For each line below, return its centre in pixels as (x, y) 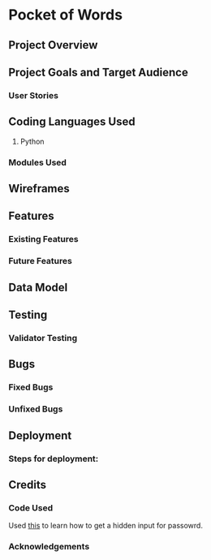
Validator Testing (43, 338)
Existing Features (43, 239)
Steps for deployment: (54, 459)
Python (32, 141)
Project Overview (53, 45)
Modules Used (38, 162)
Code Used (31, 507)
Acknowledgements (49, 547)
